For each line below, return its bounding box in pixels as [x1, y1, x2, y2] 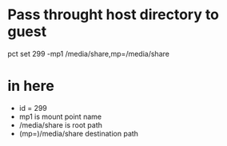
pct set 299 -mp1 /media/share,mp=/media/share [7, 49, 169, 58]
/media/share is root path [18, 120, 103, 129]
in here [7, 77, 55, 95]
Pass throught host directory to [7, 6, 220, 24]
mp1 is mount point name [18, 112, 102, 121]
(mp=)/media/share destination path [18, 128, 139, 138]
